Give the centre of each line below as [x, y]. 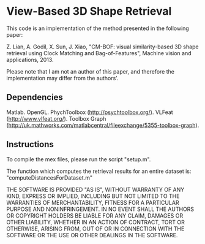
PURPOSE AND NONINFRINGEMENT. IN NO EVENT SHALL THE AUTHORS [100, 209]
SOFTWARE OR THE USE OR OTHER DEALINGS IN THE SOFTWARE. [92, 235]
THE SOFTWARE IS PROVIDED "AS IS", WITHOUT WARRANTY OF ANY [95, 189]
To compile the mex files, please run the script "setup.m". [79, 159]
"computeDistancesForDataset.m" [50, 177]
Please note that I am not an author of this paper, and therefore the [90, 71]
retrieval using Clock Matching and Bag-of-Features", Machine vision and [99, 53]
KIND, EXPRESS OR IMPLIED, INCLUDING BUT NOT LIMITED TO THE [93, 196]
